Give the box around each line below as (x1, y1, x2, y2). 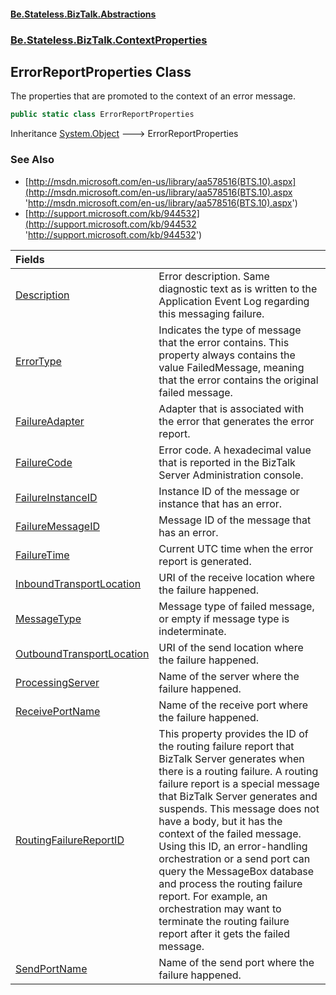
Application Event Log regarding (158, 294, 310, 308)
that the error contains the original (158, 373, 319, 387)
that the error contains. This (158, 335, 290, 349)
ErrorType (15, 354, 62, 368)
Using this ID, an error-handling (158, 839, 308, 853)
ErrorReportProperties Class (10, 63, 192, 80)
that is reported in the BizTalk (158, 455, 296, 469)
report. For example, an (158, 889, 268, 903)
